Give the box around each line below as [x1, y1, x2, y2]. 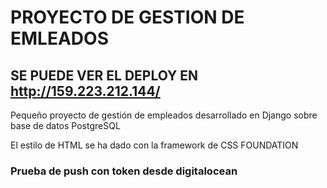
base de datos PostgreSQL [10, 120, 121, 131]
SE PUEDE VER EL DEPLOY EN [10, 67, 199, 84]
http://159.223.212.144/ [10, 82, 161, 100]
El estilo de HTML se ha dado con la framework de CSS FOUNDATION [10, 139, 299, 151]
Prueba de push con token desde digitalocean [10, 164, 238, 178]
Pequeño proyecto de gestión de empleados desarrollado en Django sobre [10, 109, 318, 121]
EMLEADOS [10, 27, 109, 50]
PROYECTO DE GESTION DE [10, 6, 245, 29]
